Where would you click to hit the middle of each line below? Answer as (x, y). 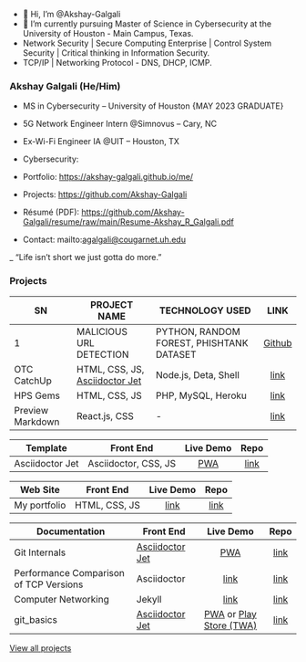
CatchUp (33, 381)
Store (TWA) (230, 625)
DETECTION (102, 354)
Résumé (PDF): (51, 212)
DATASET (176, 354)
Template (47, 447)
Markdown (37, 422)
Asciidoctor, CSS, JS (132, 463)
